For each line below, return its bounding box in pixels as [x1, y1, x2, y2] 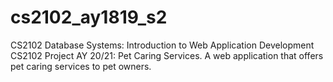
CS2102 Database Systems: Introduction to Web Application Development [10, 39, 315, 51]
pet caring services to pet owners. [10, 60, 152, 72]
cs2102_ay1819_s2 [10, 6, 168, 29]
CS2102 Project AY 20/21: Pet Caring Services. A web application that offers [10, 49, 324, 61]
